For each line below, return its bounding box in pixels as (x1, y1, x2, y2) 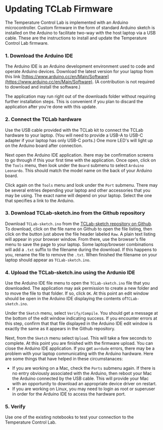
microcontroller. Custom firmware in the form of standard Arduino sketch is (5, 24, 155, 30)
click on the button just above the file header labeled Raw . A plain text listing (5, 231, 156, 237)
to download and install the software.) (5, 84, 81, 90)
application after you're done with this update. (5, 104, 97, 110)
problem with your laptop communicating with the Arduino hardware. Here (5, 351, 154, 357)
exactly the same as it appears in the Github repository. (5, 326, 115, 332)
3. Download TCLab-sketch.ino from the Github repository (5, 210, 146, 216)
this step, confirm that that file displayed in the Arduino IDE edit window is (5, 321, 153, 326)
